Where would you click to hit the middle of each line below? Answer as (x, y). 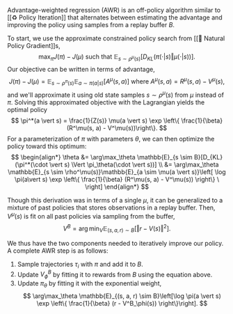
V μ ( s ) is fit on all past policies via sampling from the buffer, (91, 215)
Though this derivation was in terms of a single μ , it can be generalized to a (115, 200)
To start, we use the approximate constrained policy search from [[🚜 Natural (116, 38)
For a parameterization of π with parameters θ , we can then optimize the (111, 139)
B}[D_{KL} (208, 157)
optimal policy (27, 109)
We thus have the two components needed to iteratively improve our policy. (115, 244)
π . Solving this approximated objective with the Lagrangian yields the (106, 102)
